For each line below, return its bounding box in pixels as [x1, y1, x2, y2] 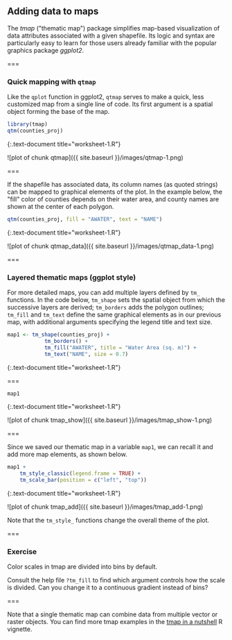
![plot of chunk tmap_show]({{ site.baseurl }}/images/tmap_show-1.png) [7, 416, 213, 424]
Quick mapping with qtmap [7, 76, 96, 86]
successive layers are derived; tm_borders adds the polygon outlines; [7, 303, 204, 312]
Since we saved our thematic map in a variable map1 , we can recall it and [7, 443, 213, 451]
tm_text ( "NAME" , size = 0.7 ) [44, 351, 129, 357]
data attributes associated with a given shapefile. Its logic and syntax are [7, 31, 215, 40]
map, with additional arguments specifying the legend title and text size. [7, 318, 213, 326]
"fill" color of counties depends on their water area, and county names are [7, 194, 220, 203]
